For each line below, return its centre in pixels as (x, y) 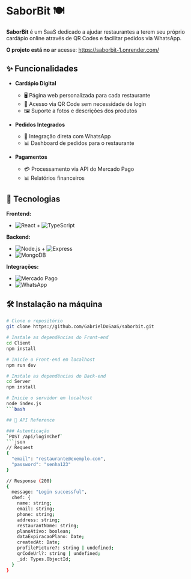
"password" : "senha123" (41, 464)
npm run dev (21, 365)
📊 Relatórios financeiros (54, 178)
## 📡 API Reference (31, 420)
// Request (20, 448)
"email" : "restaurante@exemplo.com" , (59, 459)
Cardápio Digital (35, 83)
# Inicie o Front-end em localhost (51, 360)
